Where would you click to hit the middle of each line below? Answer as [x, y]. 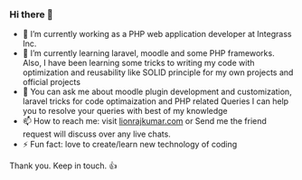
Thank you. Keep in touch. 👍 [63, 166]
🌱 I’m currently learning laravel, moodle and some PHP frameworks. [148, 53]
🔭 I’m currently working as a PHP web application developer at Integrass [157, 34]
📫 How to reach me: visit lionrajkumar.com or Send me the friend [144, 121]
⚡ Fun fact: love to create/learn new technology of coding [130, 145]
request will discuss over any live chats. [97, 134]
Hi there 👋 [32, 14]
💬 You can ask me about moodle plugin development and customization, [157, 92]
